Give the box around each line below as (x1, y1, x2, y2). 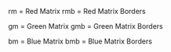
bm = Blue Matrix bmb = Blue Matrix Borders (8, 36, 153, 46)
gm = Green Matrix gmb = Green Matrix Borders (8, 22, 163, 30)
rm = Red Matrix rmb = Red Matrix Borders (8, 7, 147, 16)
